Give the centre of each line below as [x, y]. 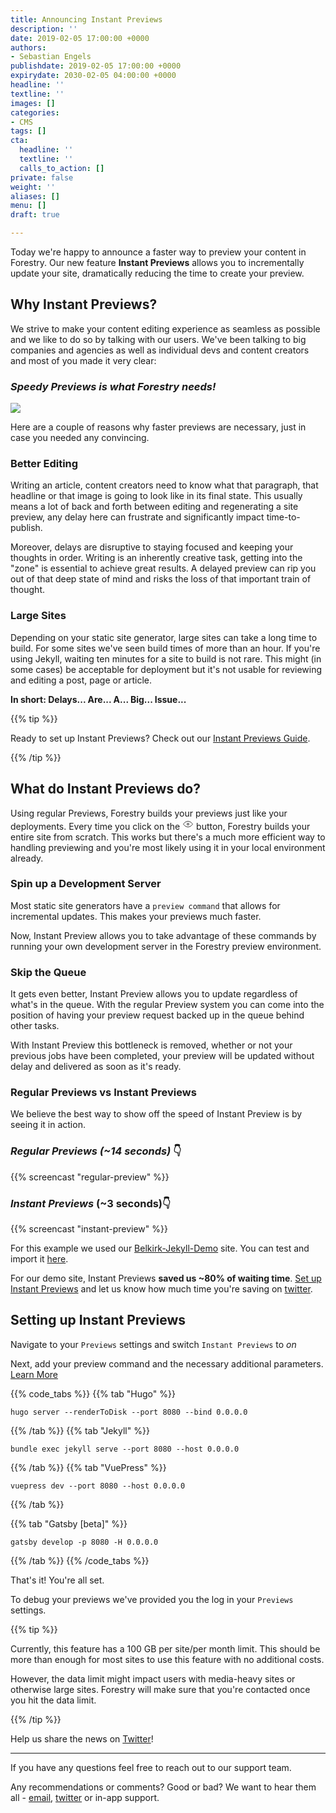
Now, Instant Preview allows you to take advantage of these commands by [163, 935]
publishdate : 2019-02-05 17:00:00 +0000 [96, 66]
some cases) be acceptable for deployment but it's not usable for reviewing [166, 669]
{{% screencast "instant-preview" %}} [89, 1229]
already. [27, 858]
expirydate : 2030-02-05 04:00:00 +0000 [93, 76]
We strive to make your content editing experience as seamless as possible [165, 328]
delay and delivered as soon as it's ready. [96, 1067]
